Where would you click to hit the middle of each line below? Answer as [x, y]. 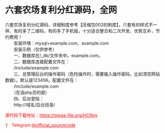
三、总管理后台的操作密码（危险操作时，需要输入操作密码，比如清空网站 [87, 74]
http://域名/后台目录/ [34, 104]
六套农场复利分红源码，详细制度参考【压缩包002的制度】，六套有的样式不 [79, 25]
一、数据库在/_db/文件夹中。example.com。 [58, 55]
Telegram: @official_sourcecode [44, 125]
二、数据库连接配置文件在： [41, 62]
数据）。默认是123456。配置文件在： [42, 80]
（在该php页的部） [32, 92]
